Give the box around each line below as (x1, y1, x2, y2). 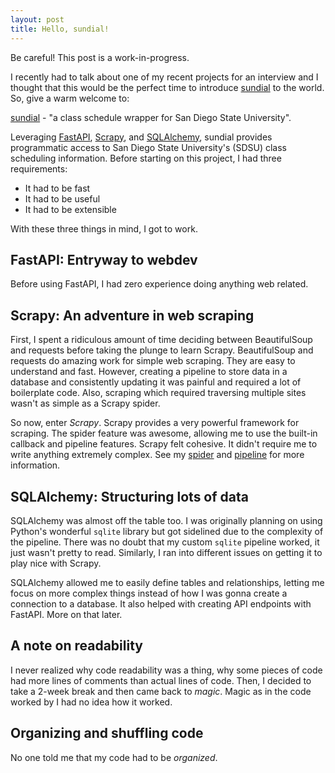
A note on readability (10, 637, 143, 655)
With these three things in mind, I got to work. (10, 222, 198, 235)
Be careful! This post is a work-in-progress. (10, 51, 190, 63)
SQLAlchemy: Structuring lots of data (10, 488, 249, 505)
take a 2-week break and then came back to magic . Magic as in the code (10, 685, 312, 697)
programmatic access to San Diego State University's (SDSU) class (10, 141, 287, 153)
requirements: (10, 162, 68, 175)
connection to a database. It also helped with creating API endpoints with (10, 597, 312, 610)
